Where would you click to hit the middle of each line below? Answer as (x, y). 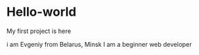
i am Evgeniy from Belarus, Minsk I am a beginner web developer (99, 44)
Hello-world (42, 12)
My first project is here (39, 31)
